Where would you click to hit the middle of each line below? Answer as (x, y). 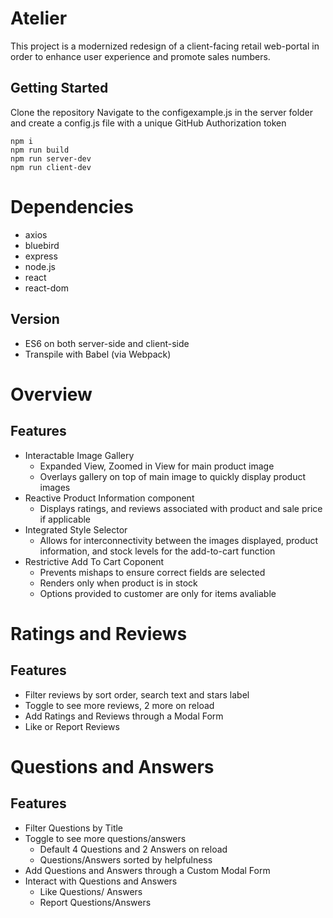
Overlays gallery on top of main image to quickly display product (173, 476)
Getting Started (59, 88)
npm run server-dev (51, 158)
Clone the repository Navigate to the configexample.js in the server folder (162, 112)
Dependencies (72, 206)
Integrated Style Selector (76, 529)
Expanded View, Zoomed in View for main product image (157, 466)
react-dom (46, 288)
